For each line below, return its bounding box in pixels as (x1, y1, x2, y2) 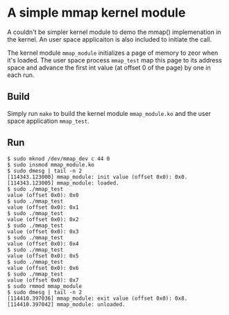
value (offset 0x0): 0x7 (7, 276, 79, 284)
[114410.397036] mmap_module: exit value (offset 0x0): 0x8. (7, 295, 188, 302)
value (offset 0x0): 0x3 (7, 228, 79, 235)
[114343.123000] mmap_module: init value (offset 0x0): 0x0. (7, 173, 188, 180)
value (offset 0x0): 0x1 (7, 203, 79, 211)
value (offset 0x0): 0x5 (7, 252, 79, 259)
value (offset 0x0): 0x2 (7, 216, 79, 223)
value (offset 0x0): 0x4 (7, 240, 79, 247)
